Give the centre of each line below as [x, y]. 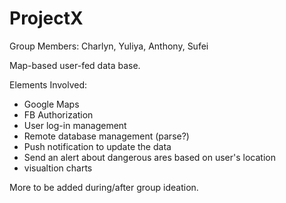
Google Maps [51, 104]
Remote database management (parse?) [106, 136]
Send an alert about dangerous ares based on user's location [149, 157]
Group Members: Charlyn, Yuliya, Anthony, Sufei [109, 46]
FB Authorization [58, 114]
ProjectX [46, 18]
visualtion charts [58, 168]
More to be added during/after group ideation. [104, 187]
